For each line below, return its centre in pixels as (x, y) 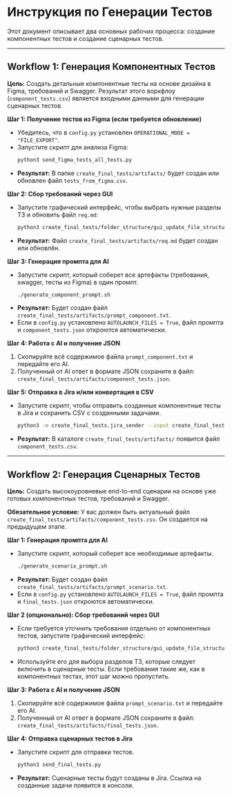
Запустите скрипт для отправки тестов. (76, 752)
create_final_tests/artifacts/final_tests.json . (88, 725)
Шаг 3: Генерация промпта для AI (58, 261)
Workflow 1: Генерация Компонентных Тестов (112, 67)
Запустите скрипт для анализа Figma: (73, 147)
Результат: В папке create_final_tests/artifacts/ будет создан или (118, 173)
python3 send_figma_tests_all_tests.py (75, 160)
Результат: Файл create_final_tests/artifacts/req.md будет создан (117, 240)
